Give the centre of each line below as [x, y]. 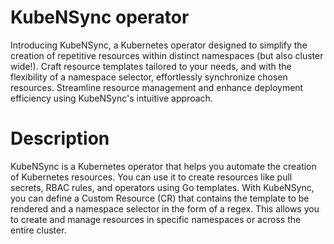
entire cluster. [38, 230]
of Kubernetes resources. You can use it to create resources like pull [151, 177]
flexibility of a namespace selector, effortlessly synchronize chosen [149, 77]
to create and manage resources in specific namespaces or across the [156, 219]
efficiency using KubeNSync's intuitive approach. [111, 98]
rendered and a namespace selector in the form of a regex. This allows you [165, 208]
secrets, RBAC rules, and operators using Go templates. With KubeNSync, [162, 187]
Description [60, 138]
